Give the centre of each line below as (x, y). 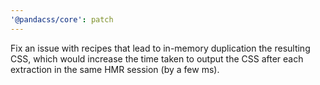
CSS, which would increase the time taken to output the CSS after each (157, 58)
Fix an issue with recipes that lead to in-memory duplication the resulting (160, 48)
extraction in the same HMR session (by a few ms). (115, 69)
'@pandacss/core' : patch (62, 19)
